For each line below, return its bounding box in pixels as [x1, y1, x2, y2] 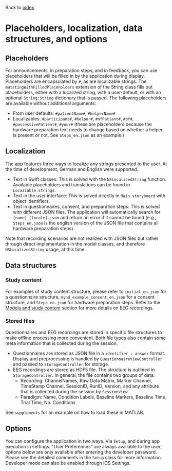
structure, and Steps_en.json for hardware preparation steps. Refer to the [5, 299, 161, 305]
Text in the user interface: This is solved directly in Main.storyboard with [12, 193, 166, 199]
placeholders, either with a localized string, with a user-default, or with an [5, 90, 161, 95]
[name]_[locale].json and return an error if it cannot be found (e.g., [12, 214, 157, 220]
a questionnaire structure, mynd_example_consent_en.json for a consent [5, 293, 155, 300]
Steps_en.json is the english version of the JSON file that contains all [12, 220, 159, 226]
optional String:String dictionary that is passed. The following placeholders [5, 95, 167, 101]
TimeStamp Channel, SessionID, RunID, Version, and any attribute [20, 383, 159, 389]
